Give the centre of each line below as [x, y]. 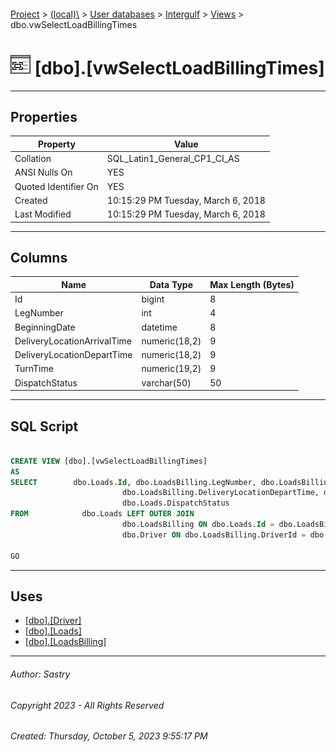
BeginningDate [45, 327]
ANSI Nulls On [43, 172]
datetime [159, 327]
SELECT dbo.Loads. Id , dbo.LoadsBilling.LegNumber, [133, 482]
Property [56, 144]
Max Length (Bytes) [252, 284]
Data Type [171, 284]
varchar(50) [166, 382]
